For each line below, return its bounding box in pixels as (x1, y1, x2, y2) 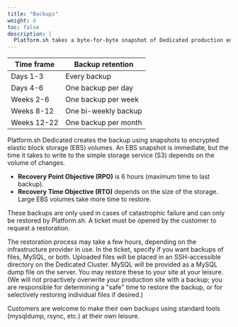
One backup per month (65, 118, 142, 128)
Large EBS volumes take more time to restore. (17, 195, 152, 203)
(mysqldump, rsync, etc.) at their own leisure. (7, 312, 140, 321)
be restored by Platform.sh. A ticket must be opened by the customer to (7, 216, 217, 225)
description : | (7, 30, 52, 38)
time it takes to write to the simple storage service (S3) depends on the (7, 151, 215, 160)
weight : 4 (7, 17, 37, 24)
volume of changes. (7, 159, 66, 167)
